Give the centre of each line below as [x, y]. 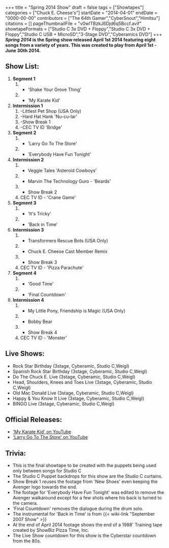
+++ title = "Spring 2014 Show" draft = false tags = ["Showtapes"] [75, 7]
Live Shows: [25, 354]
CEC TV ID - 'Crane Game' [48, 197]
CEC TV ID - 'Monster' [44, 338]
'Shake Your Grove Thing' [55, 89]
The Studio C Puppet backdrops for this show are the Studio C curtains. [88, 476]
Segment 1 [24, 79]
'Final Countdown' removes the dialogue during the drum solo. [78, 509]
